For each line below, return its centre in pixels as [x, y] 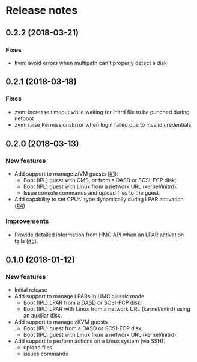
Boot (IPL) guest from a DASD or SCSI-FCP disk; [83, 328]
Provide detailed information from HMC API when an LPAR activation [99, 235]
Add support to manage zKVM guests [61, 322]
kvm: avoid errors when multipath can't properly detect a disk [91, 63]
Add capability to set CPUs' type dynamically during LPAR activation [99, 200]
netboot [24, 118]
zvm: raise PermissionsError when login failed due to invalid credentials [103, 124]
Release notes [42, 11]
